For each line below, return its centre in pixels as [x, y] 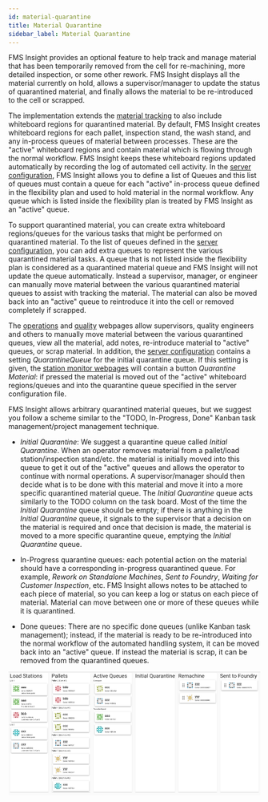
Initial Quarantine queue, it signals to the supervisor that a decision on [136, 519]
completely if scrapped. [47, 310]
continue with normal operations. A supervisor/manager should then [132, 476]
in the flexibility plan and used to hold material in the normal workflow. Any [131, 192]
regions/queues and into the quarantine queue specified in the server [123, 386]
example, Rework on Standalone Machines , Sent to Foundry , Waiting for [139, 577]
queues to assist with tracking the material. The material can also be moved [133, 294]
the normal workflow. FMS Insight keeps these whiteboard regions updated [132, 158]
